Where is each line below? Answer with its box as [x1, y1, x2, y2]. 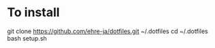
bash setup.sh [7, 34, 47, 42]
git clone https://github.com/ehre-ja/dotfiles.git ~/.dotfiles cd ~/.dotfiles [7, 27, 208, 35]
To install [7, 5, 60, 20]
